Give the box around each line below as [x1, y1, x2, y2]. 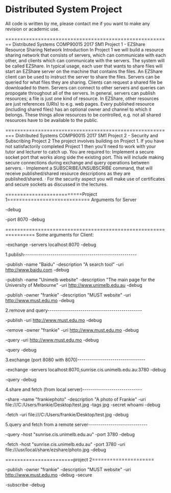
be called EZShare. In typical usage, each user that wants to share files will [5, 63, 163, 69]
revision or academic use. [5, 26, 60, 32]
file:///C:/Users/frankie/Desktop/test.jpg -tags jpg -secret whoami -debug [5, 402, 161, 408]
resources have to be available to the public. [5, 117, 99, 123]
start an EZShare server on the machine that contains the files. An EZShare [5, 68, 163, 75]
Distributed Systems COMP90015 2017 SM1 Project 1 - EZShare [12, 41, 145, 47]
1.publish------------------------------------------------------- [5, 251, 137, 257]
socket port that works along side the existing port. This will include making [5, 154, 164, 160]
